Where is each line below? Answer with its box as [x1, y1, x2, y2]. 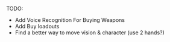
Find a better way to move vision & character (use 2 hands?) [14, 29, 165, 36]
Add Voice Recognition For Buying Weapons [14, 17, 125, 23]
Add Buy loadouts [14, 23, 60, 30]
